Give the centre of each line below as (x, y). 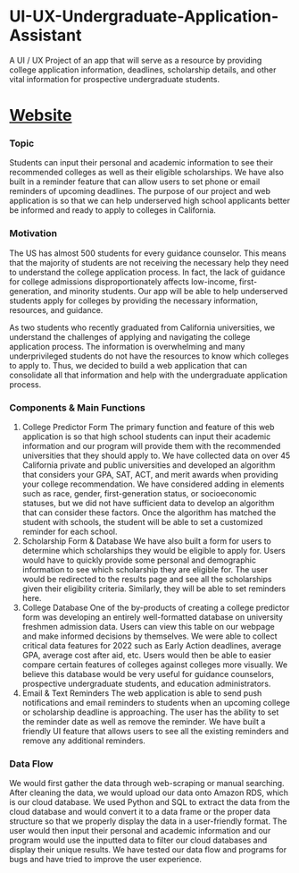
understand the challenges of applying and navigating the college (130, 336)
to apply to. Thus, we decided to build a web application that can (128, 365)
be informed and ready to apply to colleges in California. (113, 210)
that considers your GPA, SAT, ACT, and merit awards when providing (150, 475)
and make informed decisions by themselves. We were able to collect (149, 636)
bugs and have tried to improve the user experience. (106, 860)
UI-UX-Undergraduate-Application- (144, 17)
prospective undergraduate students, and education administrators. (146, 684)
